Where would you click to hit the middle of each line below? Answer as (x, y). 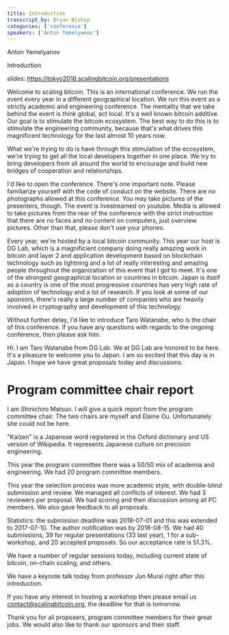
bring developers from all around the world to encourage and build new (108, 164)
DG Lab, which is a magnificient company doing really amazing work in (107, 248)
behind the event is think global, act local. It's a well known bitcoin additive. (113, 114)
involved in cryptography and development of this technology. (95, 307)
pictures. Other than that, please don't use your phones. (86, 228)
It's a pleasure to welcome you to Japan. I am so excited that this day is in (111, 355)
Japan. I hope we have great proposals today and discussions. (95, 362)
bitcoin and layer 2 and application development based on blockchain (105, 256)
